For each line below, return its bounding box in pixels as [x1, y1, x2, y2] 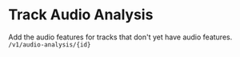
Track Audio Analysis [8, 6, 154, 24]
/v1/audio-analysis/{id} [8, 40, 91, 49]
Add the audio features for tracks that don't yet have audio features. [8, 32, 233, 42]
